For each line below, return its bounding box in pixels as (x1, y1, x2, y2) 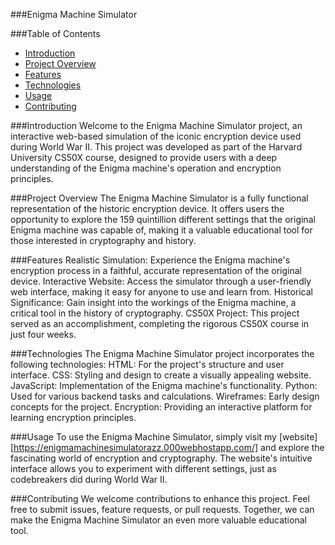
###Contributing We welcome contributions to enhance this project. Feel (10, 493, 310, 504)
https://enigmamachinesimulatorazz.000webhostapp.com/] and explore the (13, 442, 325, 453)
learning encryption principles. (10, 412, 137, 423)
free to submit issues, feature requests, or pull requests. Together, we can (10, 504, 315, 515)
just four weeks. (10, 329, 77, 340)
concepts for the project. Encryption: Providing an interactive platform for (10, 401, 313, 413)
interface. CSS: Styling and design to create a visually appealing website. (10, 369, 312, 381)
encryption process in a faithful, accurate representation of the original (10, 265, 302, 276)
